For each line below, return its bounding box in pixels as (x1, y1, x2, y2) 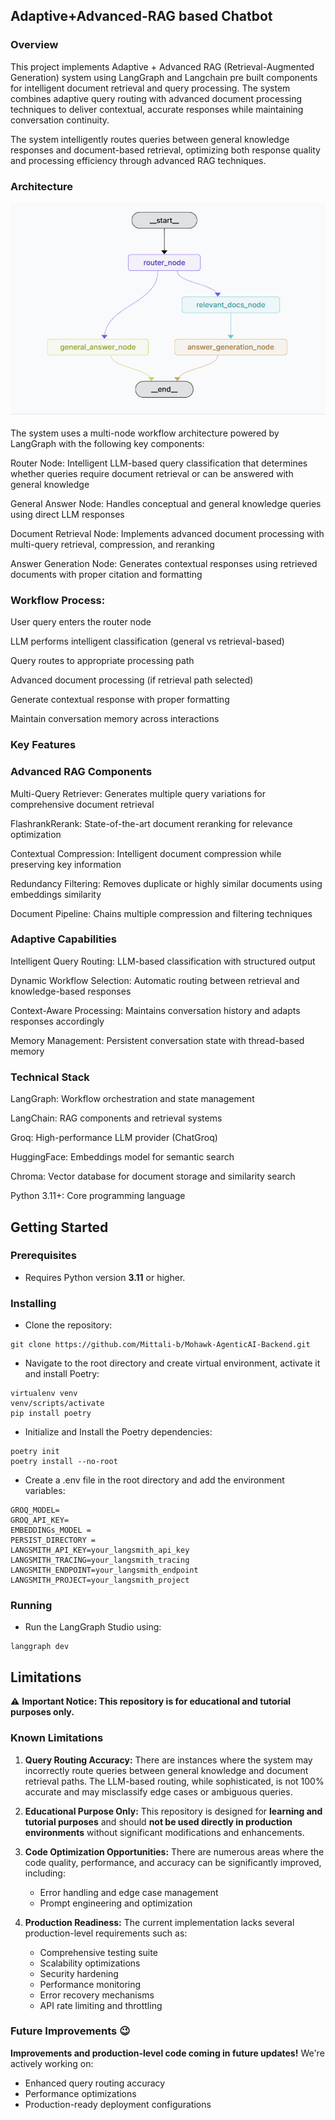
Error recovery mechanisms (39, 1989, 155, 2001)
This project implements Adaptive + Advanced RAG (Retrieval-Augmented (10, 60, 315, 73)
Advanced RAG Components (10, 765, 153, 779)
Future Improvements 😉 (10, 2024, 131, 2038)
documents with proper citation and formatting (10, 569, 203, 581)
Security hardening (39, 1967, 119, 1979)
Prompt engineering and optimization (39, 1897, 193, 1909)
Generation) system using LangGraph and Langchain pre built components (10, 71, 318, 83)
